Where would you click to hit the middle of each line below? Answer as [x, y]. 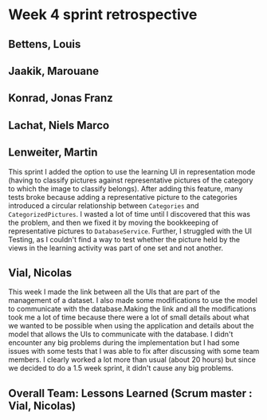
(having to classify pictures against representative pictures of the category [131, 180]
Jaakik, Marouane [54, 71]
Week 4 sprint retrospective [103, 15]
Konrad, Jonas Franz [61, 98]
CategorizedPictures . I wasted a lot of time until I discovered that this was [130, 214]
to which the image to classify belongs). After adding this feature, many [126, 188]
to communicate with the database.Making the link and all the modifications [132, 309]
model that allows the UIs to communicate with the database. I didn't [121, 334]
